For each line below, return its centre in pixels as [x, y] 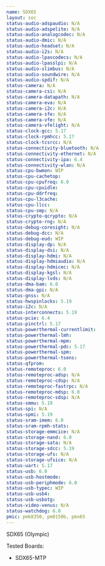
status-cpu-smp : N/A [32, 210]
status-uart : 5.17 [29, 465]
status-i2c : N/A [27, 307]
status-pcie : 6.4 [28, 318]
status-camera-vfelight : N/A [43, 126]
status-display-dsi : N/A [38, 250]
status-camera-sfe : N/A [36, 114]
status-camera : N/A [31, 86]
